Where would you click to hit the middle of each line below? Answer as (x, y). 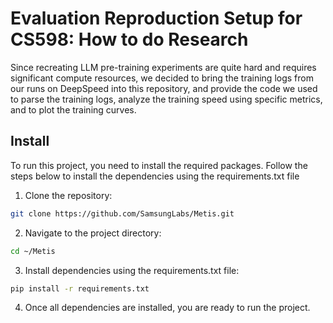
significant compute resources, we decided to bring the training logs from (162, 78)
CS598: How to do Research (129, 39)
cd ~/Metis (33, 251)
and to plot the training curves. (73, 109)
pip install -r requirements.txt (80, 288)
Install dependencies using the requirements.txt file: (132, 270)
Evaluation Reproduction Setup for (156, 18)
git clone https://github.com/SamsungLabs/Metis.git (122, 213)
